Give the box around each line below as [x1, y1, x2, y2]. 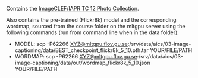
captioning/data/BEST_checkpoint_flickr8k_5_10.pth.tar [14, 47, 149, 54]
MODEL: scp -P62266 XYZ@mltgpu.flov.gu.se [14, 41, 128, 47]
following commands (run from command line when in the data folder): [6, 29, 180, 36]
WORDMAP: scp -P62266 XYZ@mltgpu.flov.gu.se [14, 53, 138, 60]
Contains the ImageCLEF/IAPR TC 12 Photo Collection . [6, 5, 139, 12]
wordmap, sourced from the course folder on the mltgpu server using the [6, 23, 186, 30]
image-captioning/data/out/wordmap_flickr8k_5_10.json [14, 59, 150, 66]
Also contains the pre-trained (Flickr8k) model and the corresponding [6, 17, 177, 23]
